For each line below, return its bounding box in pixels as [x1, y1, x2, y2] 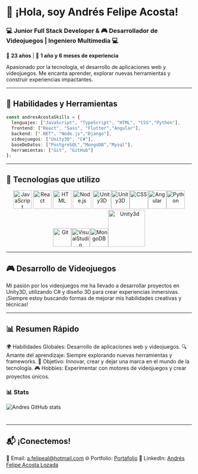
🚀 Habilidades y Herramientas [6, 98, 118, 108]
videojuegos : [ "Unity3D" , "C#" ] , [11, 136, 94, 142]
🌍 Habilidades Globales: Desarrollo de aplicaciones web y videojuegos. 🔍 [6, 343, 187, 350]
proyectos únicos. [6, 373, 50, 380]
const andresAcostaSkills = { [6, 114, 81, 120]
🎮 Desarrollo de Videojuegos [6, 263, 117, 273]
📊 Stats [6, 388, 29, 396]
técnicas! [6, 300, 28, 308]
